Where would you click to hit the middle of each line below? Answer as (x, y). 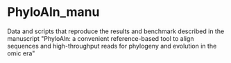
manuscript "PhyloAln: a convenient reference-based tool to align (101, 38)
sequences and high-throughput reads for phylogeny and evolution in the (112, 46)
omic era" (21, 53)
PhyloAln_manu (53, 12)
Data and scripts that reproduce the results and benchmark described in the (116, 31)
